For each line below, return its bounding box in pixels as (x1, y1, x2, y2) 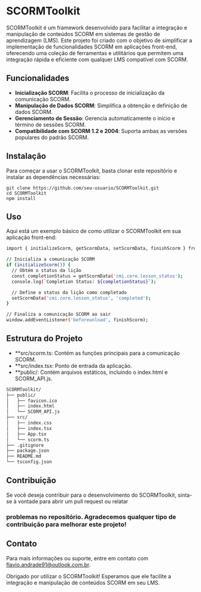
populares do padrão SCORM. (14, 134, 89, 141)
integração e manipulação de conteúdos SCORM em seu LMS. (6, 579, 160, 586)
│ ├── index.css (6, 420, 52, 426)
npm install (6, 195, 36, 201)
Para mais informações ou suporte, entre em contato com (6, 554, 148, 561)
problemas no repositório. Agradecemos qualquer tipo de (6, 512, 176, 521)
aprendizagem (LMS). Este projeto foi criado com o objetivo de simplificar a (6, 37, 193, 44)
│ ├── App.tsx (6, 431, 47, 437)
